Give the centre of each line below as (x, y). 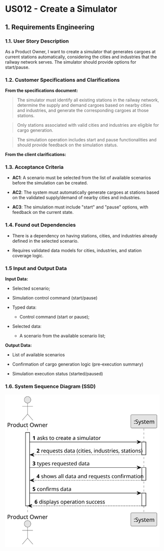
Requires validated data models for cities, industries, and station (77, 250)
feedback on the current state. (43, 212)
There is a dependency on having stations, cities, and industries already (85, 235)
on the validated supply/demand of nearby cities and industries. (76, 198)
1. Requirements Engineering (50, 27)
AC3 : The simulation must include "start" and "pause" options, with (80, 207)
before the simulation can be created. (50, 183)
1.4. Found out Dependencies (40, 225)
